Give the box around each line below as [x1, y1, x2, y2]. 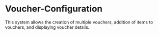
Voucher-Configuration [5, 3, 103, 14]
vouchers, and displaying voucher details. [5, 24, 90, 30]
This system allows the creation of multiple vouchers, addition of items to [5, 19, 153, 25]
